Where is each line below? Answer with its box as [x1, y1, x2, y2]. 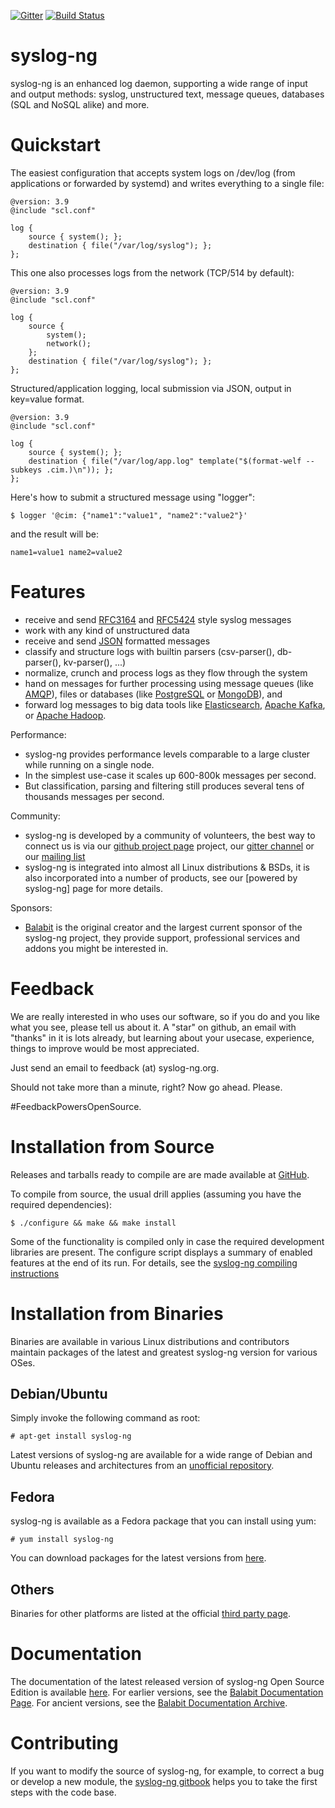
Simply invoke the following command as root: [10, 1412, 201, 1424]
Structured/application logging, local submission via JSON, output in [10, 382, 292, 394]
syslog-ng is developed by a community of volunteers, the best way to [24, 829, 316, 841]
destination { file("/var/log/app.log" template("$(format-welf [28, 456, 302, 466]
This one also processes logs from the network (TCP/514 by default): [10, 266, 295, 279]
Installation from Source [10, 1135, 215, 1158]
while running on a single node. [24, 758, 155, 770]
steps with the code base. [10, 1786, 117, 1798]
